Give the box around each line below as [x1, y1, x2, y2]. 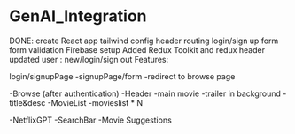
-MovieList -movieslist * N [47, 97, 144, 108]
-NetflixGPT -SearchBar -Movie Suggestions [9, 115, 173, 125]
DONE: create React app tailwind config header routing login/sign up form [9, 35, 279, 46]
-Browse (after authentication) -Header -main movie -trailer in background [9, 88, 282, 99]
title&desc [9, 97, 46, 108]
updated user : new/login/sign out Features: [9, 54, 169, 64]
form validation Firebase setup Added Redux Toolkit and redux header [9, 44, 266, 55]
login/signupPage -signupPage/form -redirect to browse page [9, 71, 236, 81]
